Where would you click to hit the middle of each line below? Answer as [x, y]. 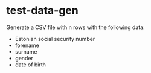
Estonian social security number [55, 39]
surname [26, 51]
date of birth [31, 65]
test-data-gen [42, 11]
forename [27, 45]
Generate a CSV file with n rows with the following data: [75, 27]
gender [24, 58]
